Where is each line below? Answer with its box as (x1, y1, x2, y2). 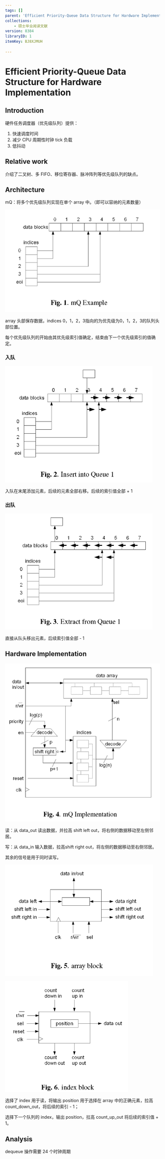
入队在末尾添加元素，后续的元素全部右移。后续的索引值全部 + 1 (5, 488, 133, 494)
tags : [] (5, 8, 23, 13)
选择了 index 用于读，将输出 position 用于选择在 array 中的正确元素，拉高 (5, 1098, 153, 1103)
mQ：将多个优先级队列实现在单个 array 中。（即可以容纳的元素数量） (5, 199, 143, 205)
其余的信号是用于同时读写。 (5, 855, 61, 861)
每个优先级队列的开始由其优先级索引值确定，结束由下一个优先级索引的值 (5, 334, 151, 340)
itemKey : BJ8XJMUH (5, 39, 43, 44)
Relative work (5, 157, 48, 166)
